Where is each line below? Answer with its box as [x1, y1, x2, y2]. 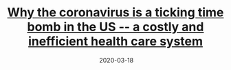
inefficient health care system [27, 34, 203, 49]
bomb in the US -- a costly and [27, 19, 204, 35]
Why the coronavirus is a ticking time [7, 5, 224, 20]
